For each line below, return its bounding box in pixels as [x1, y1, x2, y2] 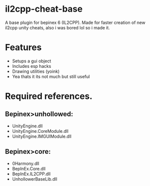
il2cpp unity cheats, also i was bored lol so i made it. [5, 24, 110, 30]
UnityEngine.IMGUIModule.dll [12, 133, 72, 139]
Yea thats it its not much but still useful [12, 73, 90, 79]
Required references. [5, 91, 93, 102]
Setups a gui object [12, 58, 51, 64]
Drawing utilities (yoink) [12, 68, 60, 74]
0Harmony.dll [12, 160, 39, 166]
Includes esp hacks [12, 63, 51, 69]
